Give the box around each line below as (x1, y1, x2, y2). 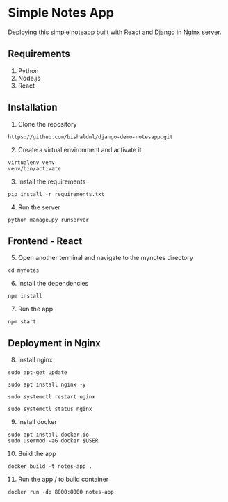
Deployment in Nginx (8, 337, 101, 349)
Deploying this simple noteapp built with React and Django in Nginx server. (8, 28, 222, 36)
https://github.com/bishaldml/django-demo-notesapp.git (8, 133, 173, 140)
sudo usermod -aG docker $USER (8, 437, 99, 444)
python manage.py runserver (8, 216, 90, 223)
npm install (8, 293, 42, 300)
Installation (8, 102, 58, 113)
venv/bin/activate (8, 165, 61, 172)
